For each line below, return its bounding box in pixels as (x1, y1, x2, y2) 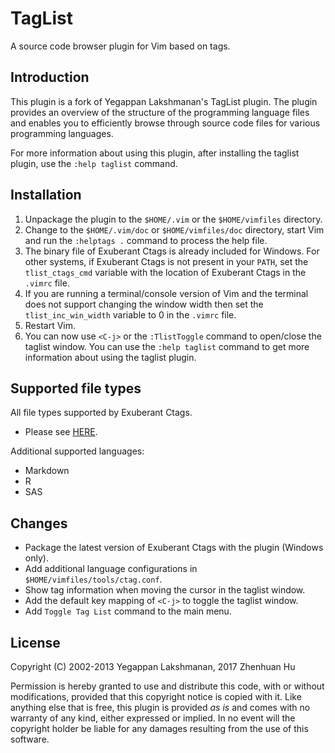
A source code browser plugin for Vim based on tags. (10, 40, 231, 52)
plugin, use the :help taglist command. (10, 157, 178, 169)
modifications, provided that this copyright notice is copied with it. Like (10, 691, 302, 702)
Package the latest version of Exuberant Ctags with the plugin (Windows (24, 542, 324, 554)
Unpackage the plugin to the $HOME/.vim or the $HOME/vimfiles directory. (24, 213, 323, 225)
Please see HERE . (24, 426, 98, 438)
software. (10, 733, 50, 745)
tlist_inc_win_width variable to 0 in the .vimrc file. (24, 308, 237, 321)
